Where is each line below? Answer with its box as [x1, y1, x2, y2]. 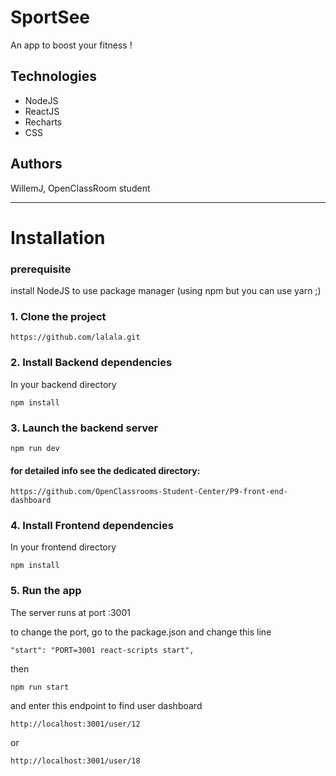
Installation [10, 226, 106, 249]
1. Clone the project [10, 309, 107, 323]
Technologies [10, 68, 98, 85]
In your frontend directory [10, 541, 117, 553]
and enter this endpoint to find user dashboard [10, 699, 203, 711]
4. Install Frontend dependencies [10, 519, 174, 533]
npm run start [10, 682, 70, 692]
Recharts [24, 116, 63, 128]
